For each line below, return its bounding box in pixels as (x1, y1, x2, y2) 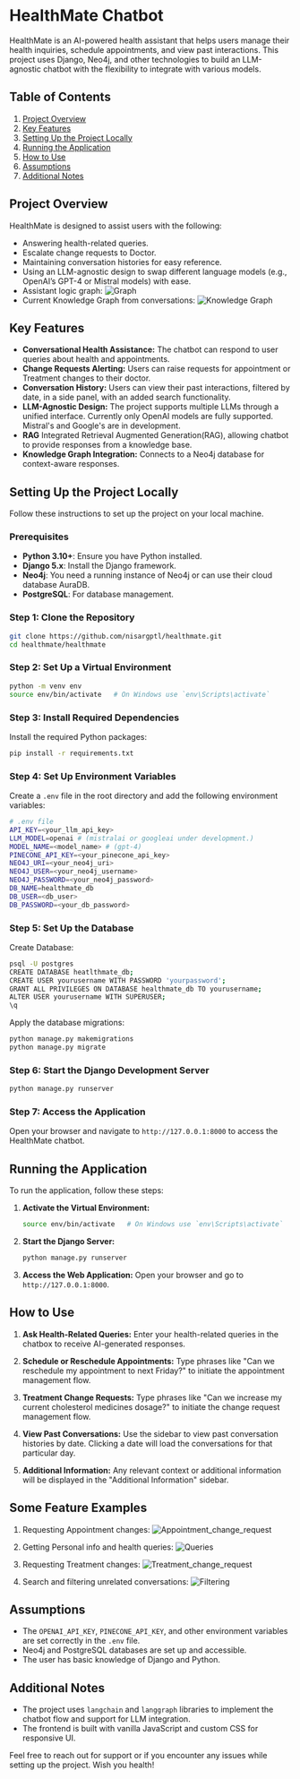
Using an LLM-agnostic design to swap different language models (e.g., (21, 266, 287, 277)
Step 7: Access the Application (9, 1105, 146, 1118)
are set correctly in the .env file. (21, 1636, 141, 1646)
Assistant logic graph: (21, 285, 103, 296)
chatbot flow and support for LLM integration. (21, 1714, 191, 1724)
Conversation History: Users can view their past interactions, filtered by (21, 382, 291, 393)
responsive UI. (21, 1732, 76, 1743)
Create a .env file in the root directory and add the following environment (9, 790, 279, 802)
